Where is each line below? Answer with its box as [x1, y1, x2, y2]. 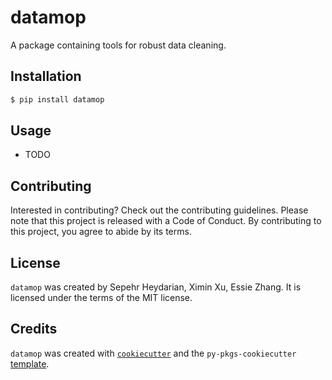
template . [10, 357, 50, 370]
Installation [10, 68, 82, 85]
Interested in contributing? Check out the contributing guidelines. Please [10, 204, 309, 216]
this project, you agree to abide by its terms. [10, 226, 192, 238]
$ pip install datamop [10, 94, 105, 105]
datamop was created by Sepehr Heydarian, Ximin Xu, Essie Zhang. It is [10, 281, 302, 293]
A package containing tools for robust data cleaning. [10, 39, 227, 51]
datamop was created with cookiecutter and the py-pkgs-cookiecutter [10, 347, 297, 359]
